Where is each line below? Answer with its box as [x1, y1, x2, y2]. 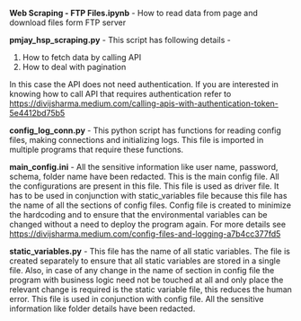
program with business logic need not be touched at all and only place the [9, 274, 284, 285]
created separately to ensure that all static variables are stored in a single [9, 255, 281, 266]
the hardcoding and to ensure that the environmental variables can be [9, 210, 268, 219]
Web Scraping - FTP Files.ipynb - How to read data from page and [9, 8, 259, 18]
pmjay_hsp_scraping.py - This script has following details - [9, 35, 231, 45]
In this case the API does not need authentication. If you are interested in [9, 79, 279, 89]
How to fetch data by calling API [22, 52, 142, 62]
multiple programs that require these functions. [9, 144, 184, 155]
